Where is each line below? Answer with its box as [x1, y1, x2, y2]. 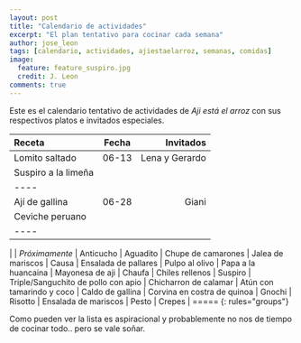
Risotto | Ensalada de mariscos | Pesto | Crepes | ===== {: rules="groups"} [9, 295, 289, 307]
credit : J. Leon [17, 72, 78, 81]
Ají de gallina [14, 195, 68, 208]
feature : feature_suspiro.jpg [17, 64, 131, 73]
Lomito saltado [14, 151, 77, 163]
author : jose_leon [9, 38, 78, 48]
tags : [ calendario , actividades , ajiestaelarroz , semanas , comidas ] [9, 47, 272, 56]
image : [9, 55, 34, 64]
